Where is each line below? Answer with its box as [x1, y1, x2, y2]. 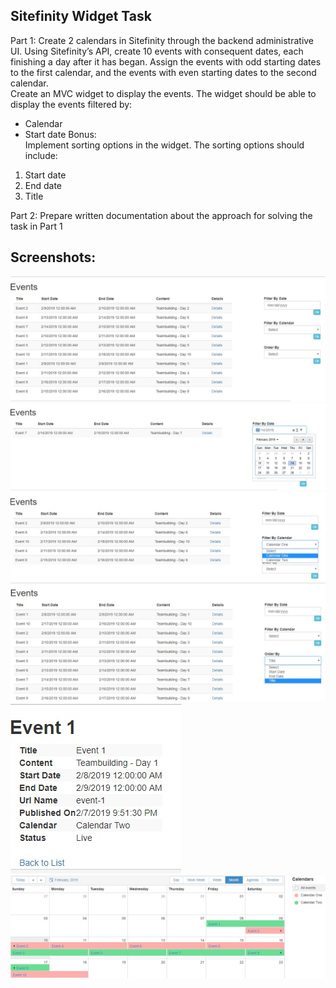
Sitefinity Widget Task [10, 8, 152, 25]
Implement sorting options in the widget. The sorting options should [24, 139, 305, 151]
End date [24, 179, 63, 191]
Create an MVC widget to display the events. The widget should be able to [10, 87, 317, 99]
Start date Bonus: [24, 128, 97, 140]
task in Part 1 [10, 220, 63, 232]
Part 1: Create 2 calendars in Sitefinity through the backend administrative [10, 34, 315, 46]
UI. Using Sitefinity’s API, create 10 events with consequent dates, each [10, 45, 304, 57]
